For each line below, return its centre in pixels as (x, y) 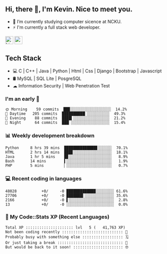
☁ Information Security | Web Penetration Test (61, 86)
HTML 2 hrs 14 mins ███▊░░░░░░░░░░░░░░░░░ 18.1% (67, 152)
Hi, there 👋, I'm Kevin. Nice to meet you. (69, 9)
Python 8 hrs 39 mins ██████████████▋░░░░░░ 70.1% (67, 148)
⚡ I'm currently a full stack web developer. (56, 27)
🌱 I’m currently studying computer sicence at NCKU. (67, 21)
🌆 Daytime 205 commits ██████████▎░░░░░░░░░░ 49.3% (65, 114)
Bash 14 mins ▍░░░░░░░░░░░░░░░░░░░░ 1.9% (67, 161)
